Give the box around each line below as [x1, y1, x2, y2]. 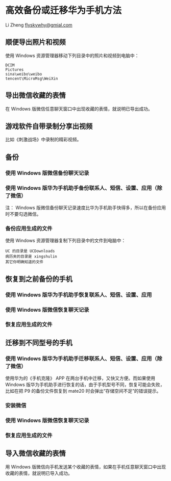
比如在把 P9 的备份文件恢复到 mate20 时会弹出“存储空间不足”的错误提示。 [5, 388, 161, 394]
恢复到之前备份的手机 [5, 274, 72, 283]
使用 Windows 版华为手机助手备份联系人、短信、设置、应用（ [5, 184, 157, 191]
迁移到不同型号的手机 [5, 338, 72, 347]
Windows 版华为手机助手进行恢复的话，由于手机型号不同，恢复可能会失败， [5, 382, 165, 388]
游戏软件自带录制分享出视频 [5, 122, 93, 131]
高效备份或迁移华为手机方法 [5, 5, 122, 16]
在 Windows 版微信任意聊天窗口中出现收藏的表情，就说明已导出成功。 [5, 106, 153, 112]
